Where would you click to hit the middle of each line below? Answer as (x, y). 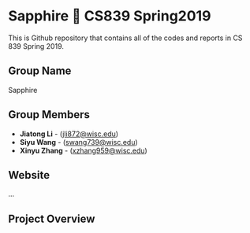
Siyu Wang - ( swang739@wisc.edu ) (78, 142)
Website (29, 175)
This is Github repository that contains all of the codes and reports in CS (125, 38)
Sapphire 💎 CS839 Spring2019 (110, 16)
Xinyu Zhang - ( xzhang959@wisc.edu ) (83, 150)
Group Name (40, 71)
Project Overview (52, 218)
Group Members (49, 115)
